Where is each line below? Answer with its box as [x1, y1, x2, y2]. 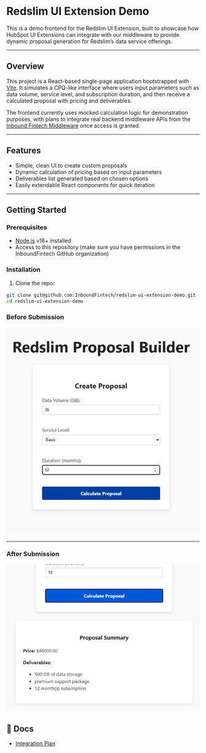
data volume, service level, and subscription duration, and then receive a [6, 90, 190, 97]
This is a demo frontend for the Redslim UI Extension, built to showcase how [6, 25, 199, 32]
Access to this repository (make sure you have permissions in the [15, 243, 181, 251]
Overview [6, 61, 45, 72]
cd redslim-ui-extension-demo [6, 299, 84, 305]
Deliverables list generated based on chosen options [15, 175, 148, 182]
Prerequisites [6, 223, 47, 231]
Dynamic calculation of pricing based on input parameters [15, 168, 162, 175]
